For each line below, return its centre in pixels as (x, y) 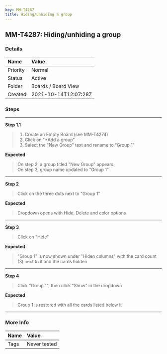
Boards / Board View (55, 86)
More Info (17, 323)
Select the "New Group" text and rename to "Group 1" (80, 145)
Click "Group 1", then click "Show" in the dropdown (70, 286)
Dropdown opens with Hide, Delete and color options (72, 213)
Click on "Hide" (33, 237)
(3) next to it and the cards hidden (52, 262)
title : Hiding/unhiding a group (39, 14)
